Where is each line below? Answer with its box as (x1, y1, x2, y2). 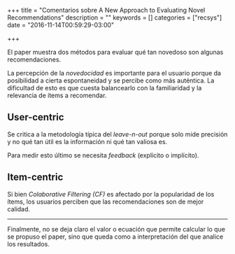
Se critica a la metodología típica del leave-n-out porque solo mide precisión (7, 129, 228, 139)
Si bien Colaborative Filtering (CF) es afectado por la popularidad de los (7, 190, 215, 198)
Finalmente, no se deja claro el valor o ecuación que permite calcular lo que (7, 225, 226, 233)
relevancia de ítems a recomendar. (7, 91, 107, 99)
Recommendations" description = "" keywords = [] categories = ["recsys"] (7, 13, 222, 22)
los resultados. (7, 239, 50, 248)
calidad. (7, 204, 30, 213)
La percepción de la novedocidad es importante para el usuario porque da (7, 69, 222, 77)
